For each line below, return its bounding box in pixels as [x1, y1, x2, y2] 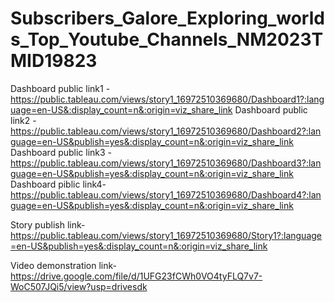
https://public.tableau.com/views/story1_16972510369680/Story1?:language [10, 229, 322, 241]
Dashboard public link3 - [10, 146, 113, 158]
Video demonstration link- [10, 259, 117, 271]
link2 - [10, 114, 37, 126]
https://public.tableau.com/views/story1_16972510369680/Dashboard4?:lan [10, 188, 322, 201]
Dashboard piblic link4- [10, 178, 107, 190]
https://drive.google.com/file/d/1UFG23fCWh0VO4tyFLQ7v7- [10, 270, 263, 282]
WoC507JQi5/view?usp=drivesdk [10, 280, 148, 292]
